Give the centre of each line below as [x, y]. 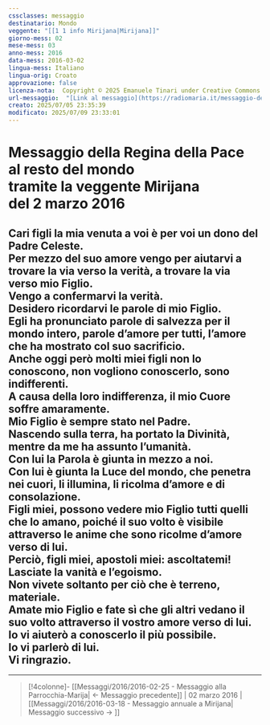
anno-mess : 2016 [35, 53]
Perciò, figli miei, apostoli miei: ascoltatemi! [120, 559]
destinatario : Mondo [43, 23]
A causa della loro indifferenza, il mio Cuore [120, 396]
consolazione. [45, 497]
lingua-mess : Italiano [46, 68]
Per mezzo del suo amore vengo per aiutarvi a [125, 258]
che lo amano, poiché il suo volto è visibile [116, 521]
